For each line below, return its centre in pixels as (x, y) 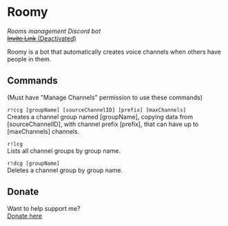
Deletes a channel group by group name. (65, 170)
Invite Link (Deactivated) (42, 38)
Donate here (25, 216)
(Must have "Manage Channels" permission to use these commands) (105, 97)
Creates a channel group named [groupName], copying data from (100, 116)
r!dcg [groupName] (33, 163)
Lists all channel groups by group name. (64, 151)
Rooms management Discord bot (54, 31)
